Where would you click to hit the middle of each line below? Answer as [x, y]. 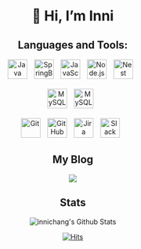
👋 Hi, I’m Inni [73, 16]
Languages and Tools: [73, 45]
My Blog [73, 160]
